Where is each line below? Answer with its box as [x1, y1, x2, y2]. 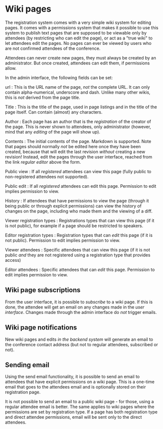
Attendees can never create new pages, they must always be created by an [5, 55, 157, 60]
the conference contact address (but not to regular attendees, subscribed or [5, 341, 158, 347]
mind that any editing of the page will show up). [5, 129, 101, 135]
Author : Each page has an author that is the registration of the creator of [5, 118, 151, 124]
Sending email [5, 361, 50, 369]
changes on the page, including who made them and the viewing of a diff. [5, 208, 153, 214]
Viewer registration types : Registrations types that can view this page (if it [5, 217, 155, 223]
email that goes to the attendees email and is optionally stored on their [5, 384, 146, 390]
